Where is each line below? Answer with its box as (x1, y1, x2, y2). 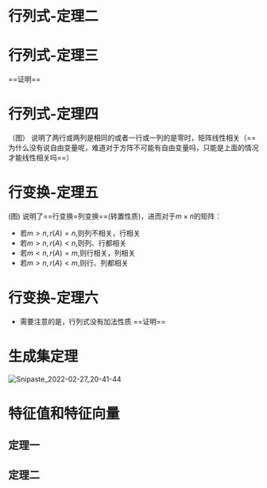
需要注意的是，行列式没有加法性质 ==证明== (19, 316, 166, 326)
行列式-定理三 (8, 47, 99, 64)
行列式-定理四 (8, 105, 99, 123)
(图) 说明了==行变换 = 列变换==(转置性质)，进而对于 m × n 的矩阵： (8, 211, 222, 221)
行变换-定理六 (8, 289, 99, 307)
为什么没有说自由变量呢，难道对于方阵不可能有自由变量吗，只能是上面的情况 (8, 143, 259, 153)
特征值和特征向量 (8, 405, 121, 423)
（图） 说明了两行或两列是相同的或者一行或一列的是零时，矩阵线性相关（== (8, 133, 257, 143)
